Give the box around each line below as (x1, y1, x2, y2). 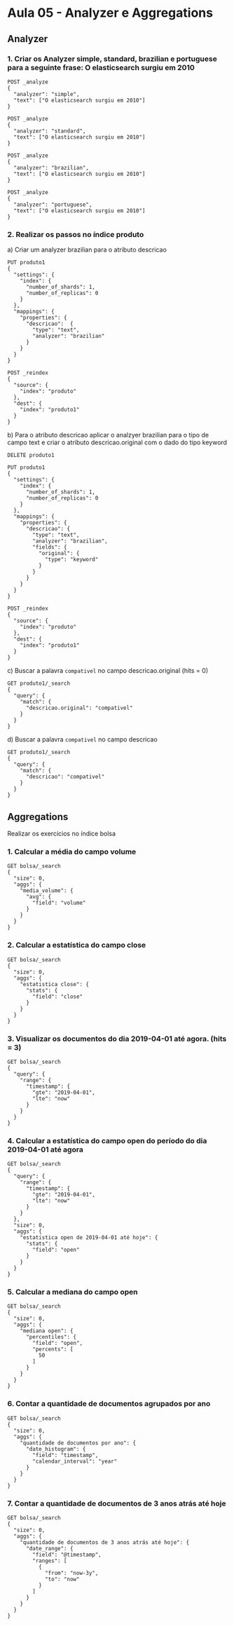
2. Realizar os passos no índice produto (7, 229, 144, 239)
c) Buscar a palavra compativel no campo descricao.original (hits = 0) (7, 667, 209, 675)
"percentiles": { (25, 1334, 77, 1341)
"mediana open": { (20, 1327, 74, 1334)
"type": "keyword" (44, 556, 99, 563)
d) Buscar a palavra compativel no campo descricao (7, 735, 158, 744)
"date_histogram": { (25, 1445, 86, 1452)
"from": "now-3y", (44, 1570, 99, 1577)
